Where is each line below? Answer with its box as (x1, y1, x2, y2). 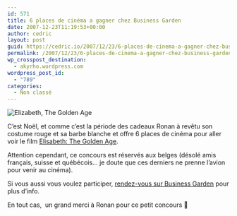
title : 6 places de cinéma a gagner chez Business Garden (7, 17, 181, 24)
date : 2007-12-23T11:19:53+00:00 (7, 23, 106, 30)
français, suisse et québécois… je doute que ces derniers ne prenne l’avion (7, 158, 226, 167)
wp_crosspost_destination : (7, 56, 87, 64)
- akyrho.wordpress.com (13, 63, 83, 70)
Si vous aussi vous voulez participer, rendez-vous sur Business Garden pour (7, 179, 229, 188)
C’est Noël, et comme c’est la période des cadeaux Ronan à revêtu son (7, 122, 213, 131)
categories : (7, 83, 42, 90)
